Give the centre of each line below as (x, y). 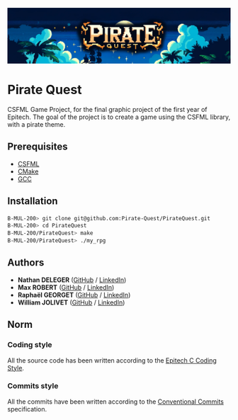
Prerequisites (38, 147)
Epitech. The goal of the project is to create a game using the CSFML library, (119, 117)
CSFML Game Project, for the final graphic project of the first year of (107, 109)
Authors (26, 263)
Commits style (33, 386)
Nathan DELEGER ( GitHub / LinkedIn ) (72, 280)
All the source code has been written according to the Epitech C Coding (112, 360)
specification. (27, 409)
